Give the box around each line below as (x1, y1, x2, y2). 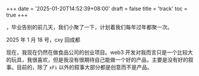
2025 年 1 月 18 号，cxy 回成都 (6, 36, 81, 43)
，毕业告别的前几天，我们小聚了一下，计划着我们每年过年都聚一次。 (6, 24, 173, 30)
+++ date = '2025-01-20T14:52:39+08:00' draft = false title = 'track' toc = (6, 5, 188, 12)
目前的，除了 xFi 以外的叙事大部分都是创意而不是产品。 (16, 64, 153, 71)
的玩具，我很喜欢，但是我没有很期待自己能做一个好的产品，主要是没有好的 (6, 56, 188, 63)
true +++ (6, 11, 29, 18)
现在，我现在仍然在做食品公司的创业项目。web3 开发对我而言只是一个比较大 (6, 49, 193, 56)
